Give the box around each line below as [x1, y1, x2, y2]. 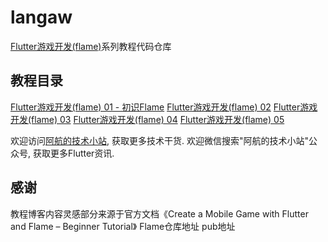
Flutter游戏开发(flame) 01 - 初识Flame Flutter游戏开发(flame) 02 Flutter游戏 [10, 101, 318, 113]
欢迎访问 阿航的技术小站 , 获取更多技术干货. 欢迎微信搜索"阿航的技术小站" [10, 134, 309, 146]
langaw [10, 6, 73, 29]
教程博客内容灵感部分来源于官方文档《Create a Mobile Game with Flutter [10, 207, 309, 220]
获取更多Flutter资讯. [32, 147, 115, 159]
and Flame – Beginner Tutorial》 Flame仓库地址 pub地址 [10, 220, 236, 232]
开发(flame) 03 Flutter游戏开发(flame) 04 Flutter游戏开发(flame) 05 [10, 113, 285, 125]
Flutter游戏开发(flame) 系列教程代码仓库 [10, 40, 172, 52]
